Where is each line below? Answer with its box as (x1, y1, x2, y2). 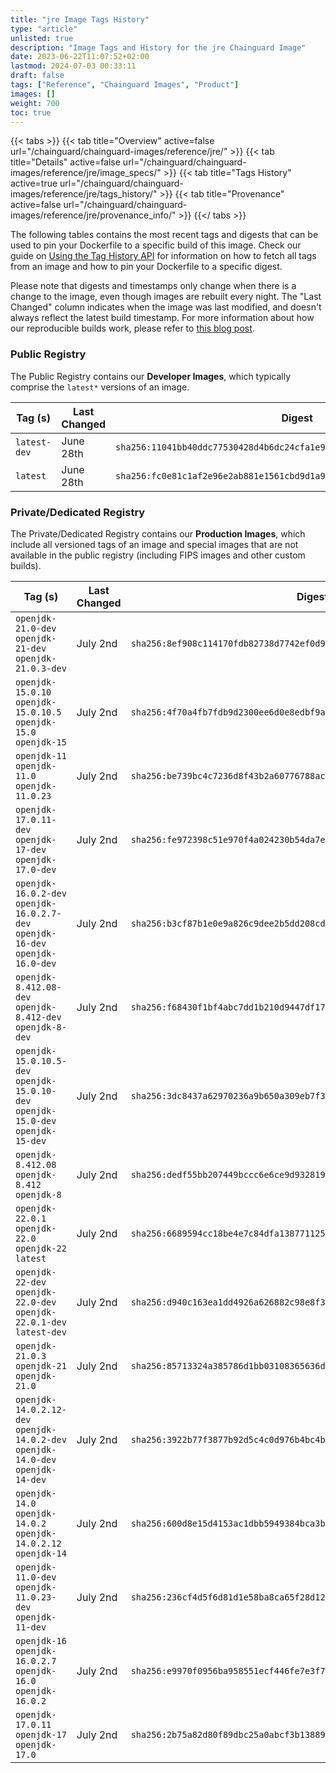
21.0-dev (15, 622, 57, 634)
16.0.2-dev (15, 887, 67, 899)
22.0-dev (15, 1296, 57, 1308)
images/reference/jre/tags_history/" (10, 188, 158, 200)
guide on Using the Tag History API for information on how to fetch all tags (10, 250, 317, 262)
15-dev (15, 1135, 47, 1146)
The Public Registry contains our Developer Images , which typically (10, 370, 292, 382)
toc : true (10, 107, 52, 118)
